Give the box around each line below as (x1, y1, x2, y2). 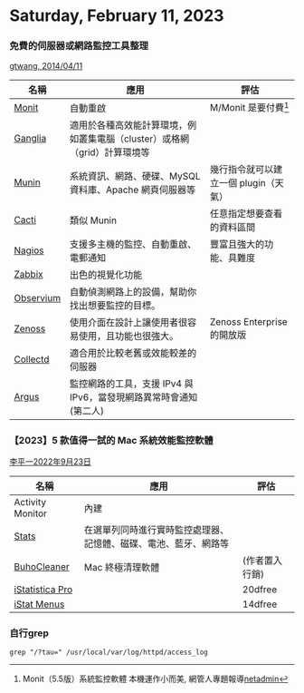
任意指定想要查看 (209, 207, 283, 220)
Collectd (14, 353, 50, 366)
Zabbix (14, 268, 43, 280)
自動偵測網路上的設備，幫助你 (69, 285, 197, 298)
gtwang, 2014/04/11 (9, 61, 83, 72)
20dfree (242, 583, 278, 596)
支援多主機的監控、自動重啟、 (69, 238, 197, 250)
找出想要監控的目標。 (69, 298, 161, 311)
